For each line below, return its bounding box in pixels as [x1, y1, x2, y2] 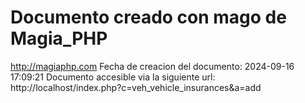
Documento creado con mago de [10, 6, 287, 29]
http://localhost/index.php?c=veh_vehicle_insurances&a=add [10, 81, 262, 93]
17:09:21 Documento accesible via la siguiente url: [10, 71, 216, 83]
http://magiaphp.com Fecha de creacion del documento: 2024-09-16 [10, 60, 295, 72]
